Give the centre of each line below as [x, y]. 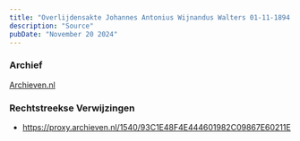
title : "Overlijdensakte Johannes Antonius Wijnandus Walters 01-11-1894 [150, 17]
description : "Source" [51, 26]
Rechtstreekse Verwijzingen [72, 108]
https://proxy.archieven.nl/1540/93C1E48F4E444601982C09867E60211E [156, 127]
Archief [26, 65]
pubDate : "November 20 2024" [64, 34]
